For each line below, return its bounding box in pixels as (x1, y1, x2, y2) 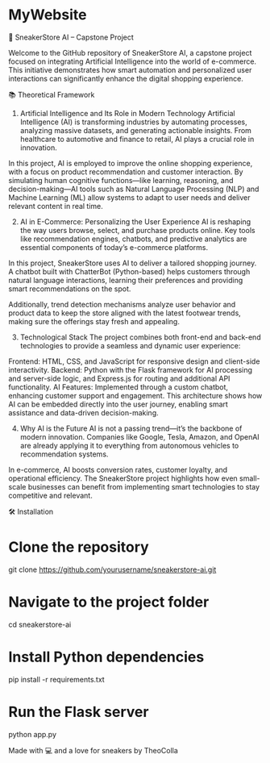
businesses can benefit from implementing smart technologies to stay (27, 482, 260, 491)
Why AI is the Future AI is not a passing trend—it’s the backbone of (19, 423, 243, 433)
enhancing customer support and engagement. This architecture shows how (8, 390, 263, 400)
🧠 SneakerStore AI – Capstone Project (8, 32, 135, 42)
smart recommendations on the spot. (8, 284, 131, 294)
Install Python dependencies (8, 648, 205, 666)
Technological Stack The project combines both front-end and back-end (19, 332, 261, 342)
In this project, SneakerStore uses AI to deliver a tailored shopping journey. (8, 258, 257, 268)
